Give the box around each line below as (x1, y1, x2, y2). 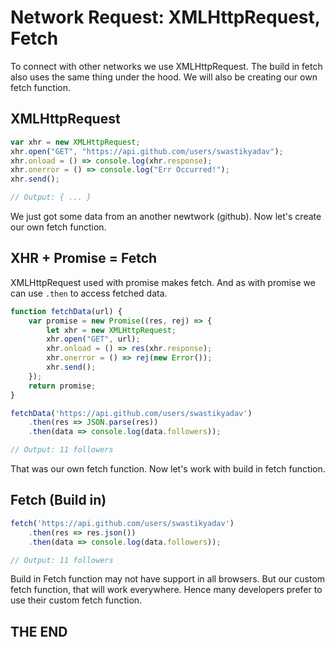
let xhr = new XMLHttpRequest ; (46, 325, 177, 335)
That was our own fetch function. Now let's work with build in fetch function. (10, 463, 326, 475)
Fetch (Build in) (10, 492, 107, 509)
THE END (10, 623, 68, 640)
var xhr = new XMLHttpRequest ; (10, 137, 141, 147)
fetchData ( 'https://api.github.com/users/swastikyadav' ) (10, 408, 253, 418)
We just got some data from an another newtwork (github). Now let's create (10, 211, 322, 222)
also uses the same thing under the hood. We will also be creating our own (10, 71, 318, 83)
